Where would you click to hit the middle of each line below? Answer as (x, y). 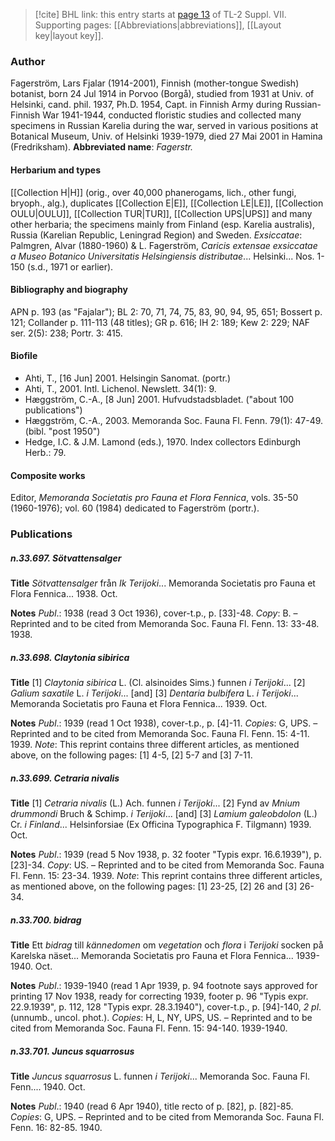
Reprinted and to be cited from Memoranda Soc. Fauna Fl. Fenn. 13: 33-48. (165, 623)
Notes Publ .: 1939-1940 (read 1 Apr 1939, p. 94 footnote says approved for (164, 985)
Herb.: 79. (45, 452)
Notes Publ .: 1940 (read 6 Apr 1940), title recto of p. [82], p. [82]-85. (152, 1106)
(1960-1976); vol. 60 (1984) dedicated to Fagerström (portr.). (135, 508)
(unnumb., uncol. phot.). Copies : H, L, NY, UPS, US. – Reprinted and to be (161, 1017)
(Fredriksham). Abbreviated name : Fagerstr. (102, 147)
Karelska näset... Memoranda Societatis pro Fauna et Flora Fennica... (152, 955)
